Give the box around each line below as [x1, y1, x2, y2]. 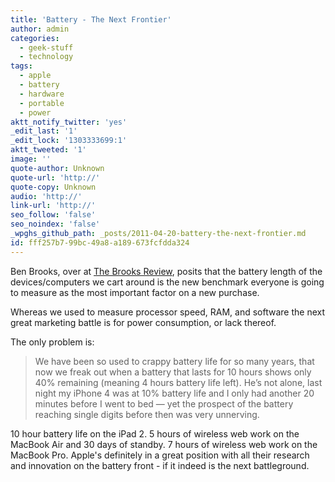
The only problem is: [10, 336, 95, 348]
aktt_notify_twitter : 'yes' [10, 117, 128, 127]
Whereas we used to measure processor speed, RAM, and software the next [10, 306, 326, 318]
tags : [10, 61, 33, 71]
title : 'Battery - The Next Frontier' [10, 14, 172, 25]
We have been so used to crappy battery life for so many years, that [34, 355, 315, 367]
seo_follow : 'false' [10, 210, 97, 220]
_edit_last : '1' [10, 126, 78, 136]
